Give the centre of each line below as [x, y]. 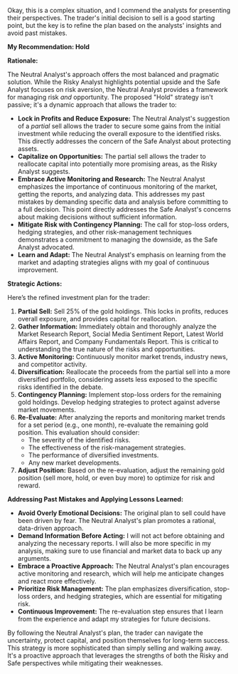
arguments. [34, 558]
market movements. [47, 410]
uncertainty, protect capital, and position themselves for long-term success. [119, 640]
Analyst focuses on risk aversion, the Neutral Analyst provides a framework [118, 89]
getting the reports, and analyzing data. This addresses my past [111, 194]
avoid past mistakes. [37, 33]
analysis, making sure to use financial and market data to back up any [120, 551]
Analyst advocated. [46, 247]
